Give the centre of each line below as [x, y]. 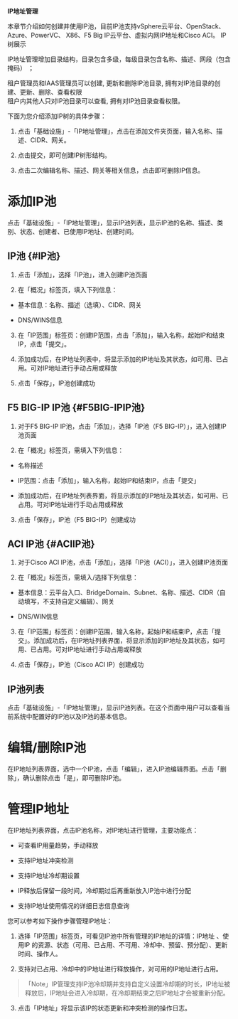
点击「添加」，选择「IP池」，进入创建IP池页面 [82, 274]
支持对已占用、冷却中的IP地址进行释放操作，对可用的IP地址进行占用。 [120, 969]
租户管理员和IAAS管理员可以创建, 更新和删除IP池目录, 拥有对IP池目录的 [111, 83]
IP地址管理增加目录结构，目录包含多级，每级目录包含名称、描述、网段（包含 [119, 59]
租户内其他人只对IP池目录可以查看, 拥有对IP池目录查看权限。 [96, 101]
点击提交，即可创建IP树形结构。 [64, 155]
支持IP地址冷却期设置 [49, 876]
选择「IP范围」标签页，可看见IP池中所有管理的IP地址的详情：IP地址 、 [120, 936]
